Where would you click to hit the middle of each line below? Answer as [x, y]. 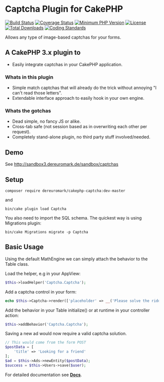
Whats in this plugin [29, 77]
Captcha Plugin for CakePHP [64, 9]
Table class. [17, 264]
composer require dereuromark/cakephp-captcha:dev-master [65, 191]
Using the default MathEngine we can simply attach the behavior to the [76, 259]
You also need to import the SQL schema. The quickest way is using [73, 218]
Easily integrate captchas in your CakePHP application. [67, 64]
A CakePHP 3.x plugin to [43, 53]
